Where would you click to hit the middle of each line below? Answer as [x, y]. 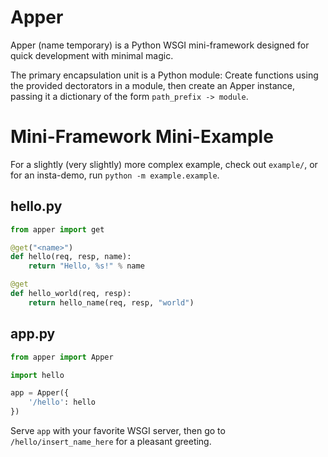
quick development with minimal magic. [92, 55]
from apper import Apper [62, 357]
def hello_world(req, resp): [71, 294]
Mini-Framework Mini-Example [142, 137]
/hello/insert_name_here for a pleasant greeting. [111, 441]
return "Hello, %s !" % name [86, 266]
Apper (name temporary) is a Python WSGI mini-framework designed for [160, 45]
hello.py [36, 206]
